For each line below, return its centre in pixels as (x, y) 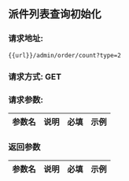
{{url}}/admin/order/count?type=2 (65, 55)
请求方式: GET (35, 76)
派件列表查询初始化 (55, 14)
